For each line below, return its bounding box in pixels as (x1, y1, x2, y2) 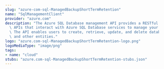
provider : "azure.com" (5, 16, 51, 21)
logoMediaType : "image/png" (5, 43, 62, 48)
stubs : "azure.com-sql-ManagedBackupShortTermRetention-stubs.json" (5, 57, 147, 62)
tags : (5, 48, 16, 52)
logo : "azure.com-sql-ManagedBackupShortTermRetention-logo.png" (5, 39, 141, 44)
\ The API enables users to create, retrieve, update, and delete (9, 30, 147, 34)
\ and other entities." (9, 34, 58, 39)
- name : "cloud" (5, 52, 38, 57)
